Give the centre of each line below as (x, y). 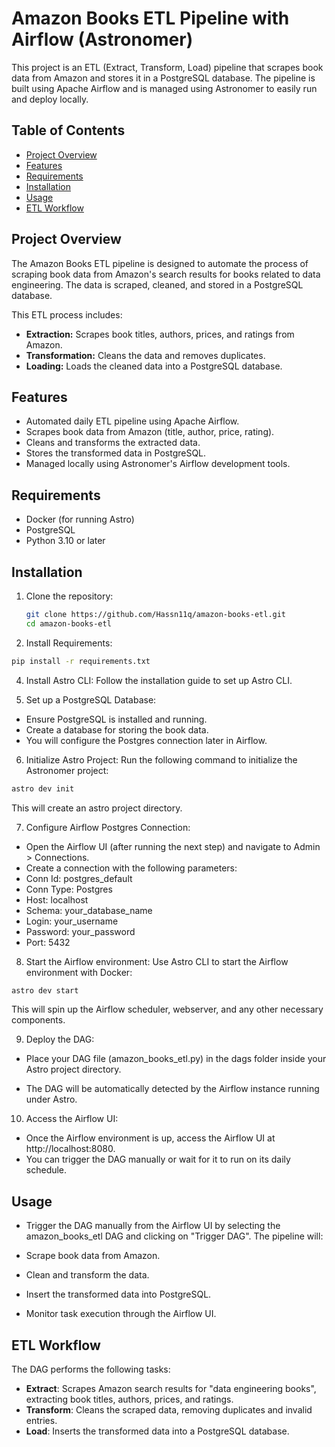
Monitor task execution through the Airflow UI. (121, 1314)
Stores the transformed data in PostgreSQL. (116, 453)
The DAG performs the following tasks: (91, 1369)
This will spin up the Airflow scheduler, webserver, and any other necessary (167, 1009)
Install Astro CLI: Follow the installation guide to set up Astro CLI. (159, 680)
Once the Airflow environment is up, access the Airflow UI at (150, 1138)
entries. (41, 1420)
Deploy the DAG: (60, 1039)
